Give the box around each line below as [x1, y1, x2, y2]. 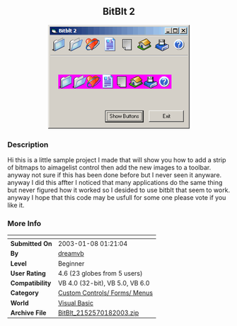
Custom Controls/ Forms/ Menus [57, 288, 154, 297]
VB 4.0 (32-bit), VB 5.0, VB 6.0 [57, 279, 150, 288]
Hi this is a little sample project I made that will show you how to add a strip [7, 156, 226, 164]
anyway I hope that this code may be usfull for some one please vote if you [7, 193, 226, 202]
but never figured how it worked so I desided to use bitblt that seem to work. [7, 186, 231, 194]
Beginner [57, 259, 85, 268]
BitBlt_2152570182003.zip [57, 308, 139, 317]
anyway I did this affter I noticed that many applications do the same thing [7, 179, 223, 187]
